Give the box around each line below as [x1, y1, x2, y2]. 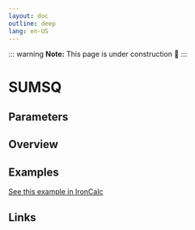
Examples [8, 165, 59, 179]
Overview [8, 137, 59, 151]
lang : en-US [8, 27, 49, 35]
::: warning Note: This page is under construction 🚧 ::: [8, 50, 188, 59]
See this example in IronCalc [8, 187, 104, 197]
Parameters [8, 110, 69, 124]
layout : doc [8, 11, 49, 20]
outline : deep [8, 20, 57, 28]
